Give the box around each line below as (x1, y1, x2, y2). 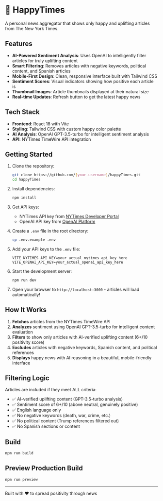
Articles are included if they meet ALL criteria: (5, 387, 97, 393)
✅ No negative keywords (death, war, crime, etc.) (12, 413, 111, 418)
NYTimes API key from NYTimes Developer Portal (19, 214, 119, 219)
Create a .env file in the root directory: (12, 228, 89, 234)
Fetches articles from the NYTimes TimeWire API (12, 318, 111, 324)
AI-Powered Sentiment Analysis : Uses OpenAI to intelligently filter (12, 52, 147, 58)
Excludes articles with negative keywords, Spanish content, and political (12, 344, 157, 350)
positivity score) (12, 339, 45, 345)
